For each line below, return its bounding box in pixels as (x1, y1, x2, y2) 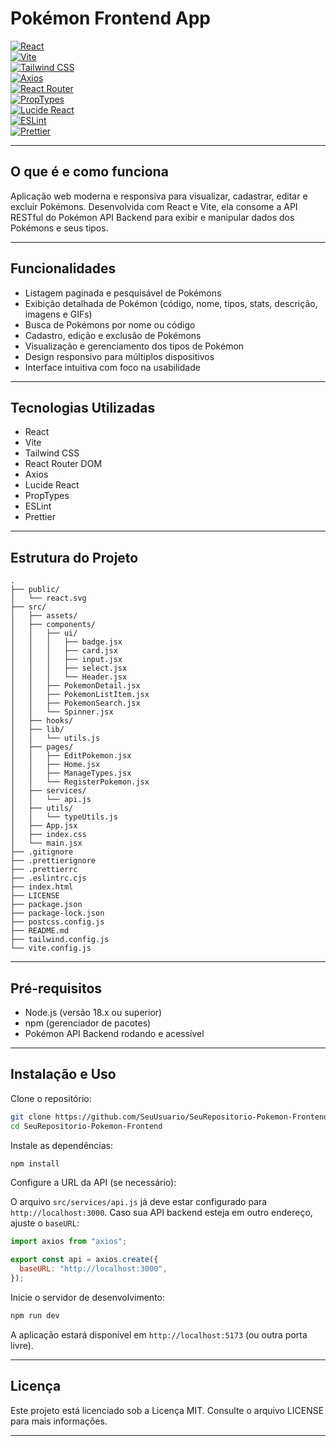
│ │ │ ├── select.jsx (10, 663, 128, 674)
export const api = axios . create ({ (10, 1255, 159, 1265)
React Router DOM (24, 458, 103, 470)
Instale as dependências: (10, 1139, 114, 1151)
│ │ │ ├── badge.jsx (10, 637, 123, 647)
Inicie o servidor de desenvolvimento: (10, 1291, 166, 1303)
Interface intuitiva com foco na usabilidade (24, 361, 201, 373)
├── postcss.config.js (10, 917, 105, 927)
